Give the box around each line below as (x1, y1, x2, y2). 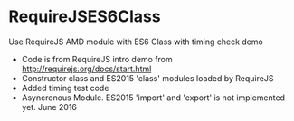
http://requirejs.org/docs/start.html (21, 63, 152, 74)
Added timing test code (21, 82, 109, 93)
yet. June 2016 (21, 101, 78, 112)
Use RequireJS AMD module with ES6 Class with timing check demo (8, 36, 263, 47)
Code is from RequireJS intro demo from (21, 53, 173, 64)
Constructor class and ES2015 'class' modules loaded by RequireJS (21, 72, 274, 83)
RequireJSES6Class (8, 6, 161, 27)
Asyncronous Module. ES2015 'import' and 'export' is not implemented (21, 92, 286, 103)
